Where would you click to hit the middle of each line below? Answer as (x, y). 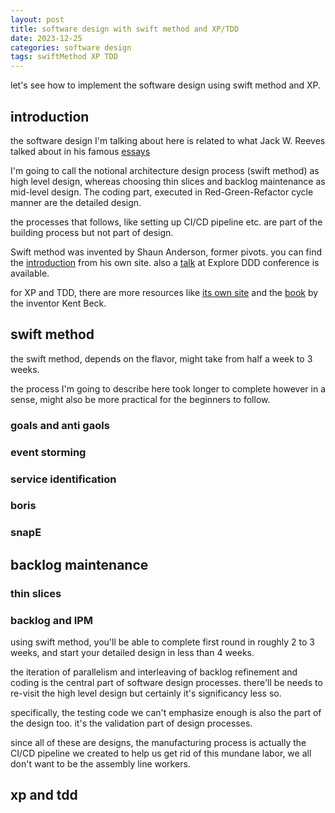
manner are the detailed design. (76, 202)
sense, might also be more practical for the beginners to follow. (140, 399)
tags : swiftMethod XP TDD (64, 57)
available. (30, 273)
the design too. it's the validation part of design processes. (131, 723)
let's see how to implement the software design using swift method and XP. (166, 85)
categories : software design (71, 47)
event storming (48, 452)
